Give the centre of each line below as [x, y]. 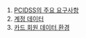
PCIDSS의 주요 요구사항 [46, 10]
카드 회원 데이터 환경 [42, 27]
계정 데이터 [29, 19]
